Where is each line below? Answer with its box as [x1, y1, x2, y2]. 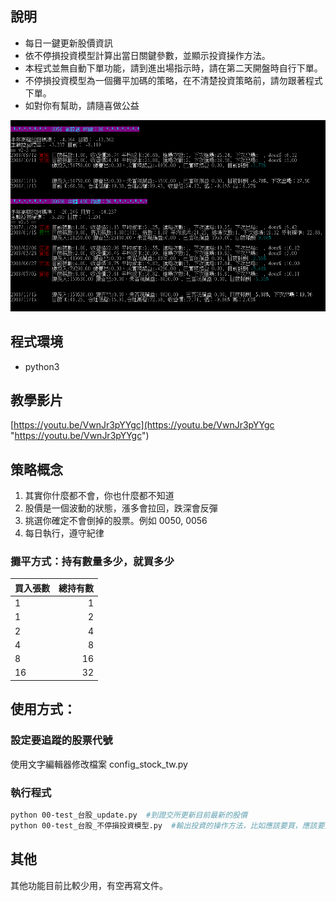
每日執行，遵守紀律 [24, 527, 105, 539]
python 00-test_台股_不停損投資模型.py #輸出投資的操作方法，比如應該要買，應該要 [10, 820, 325, 831]
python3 [24, 360, 60, 372]
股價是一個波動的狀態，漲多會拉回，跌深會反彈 [24, 502, 218, 514]
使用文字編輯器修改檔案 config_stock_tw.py [10, 758, 188, 770]
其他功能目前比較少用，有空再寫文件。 [10, 879, 168, 891]
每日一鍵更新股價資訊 [24, 37, 113, 49]
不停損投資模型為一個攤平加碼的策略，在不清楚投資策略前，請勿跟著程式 [24, 74, 323, 86]
